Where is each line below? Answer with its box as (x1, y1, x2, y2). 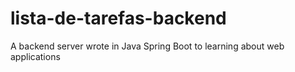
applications (10, 50, 61, 62)
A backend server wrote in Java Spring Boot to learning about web (10, 40, 285, 52)
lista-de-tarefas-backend (10, 7, 227, 30)
